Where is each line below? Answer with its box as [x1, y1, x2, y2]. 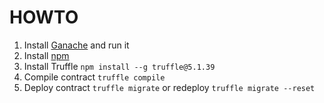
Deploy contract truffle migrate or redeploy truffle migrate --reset [23, 81, 316, 93]
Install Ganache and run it [23, 39, 130, 51]
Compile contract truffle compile [23, 71, 166, 83]
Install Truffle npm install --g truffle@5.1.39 [23, 60, 216, 72]
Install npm [23, 49, 70, 61]
